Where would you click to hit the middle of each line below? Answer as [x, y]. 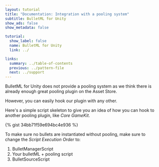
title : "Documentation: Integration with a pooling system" [67, 14]
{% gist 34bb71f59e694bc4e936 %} [42, 125]
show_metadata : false [27, 28]
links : [12, 59]
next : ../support [27, 73]
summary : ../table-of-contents [41, 63]
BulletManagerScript [33, 149]
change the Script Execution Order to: [43, 140]
